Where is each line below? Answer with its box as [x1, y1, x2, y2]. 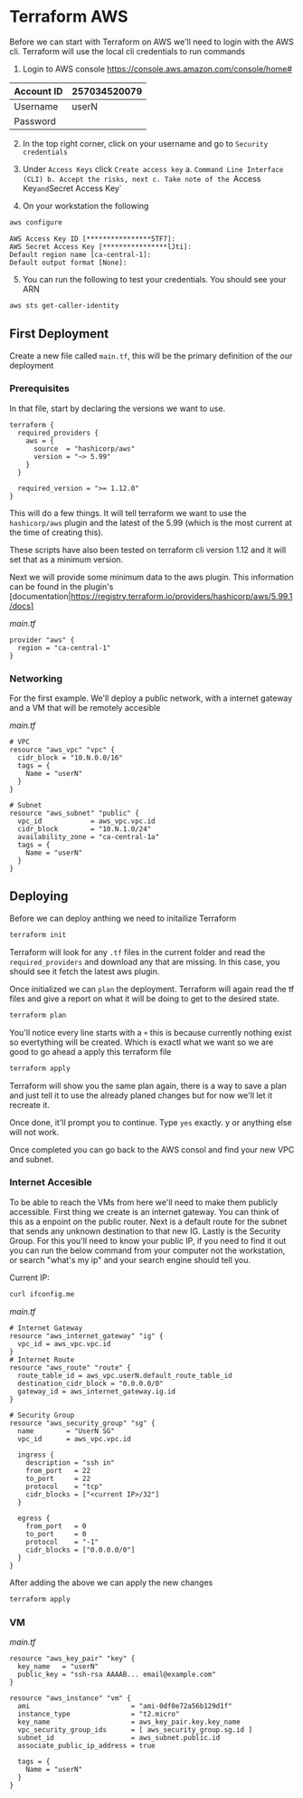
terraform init [9, 930, 67, 939]
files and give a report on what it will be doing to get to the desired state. [9, 993, 280, 1004]
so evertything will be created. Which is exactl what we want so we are [9, 1037, 274, 1047]
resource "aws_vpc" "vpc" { [9, 745, 116, 755]
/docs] [9, 600, 34, 611]
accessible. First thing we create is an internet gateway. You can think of [9, 1206, 279, 1217]
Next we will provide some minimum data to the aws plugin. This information [9, 571, 294, 582]
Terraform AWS [9, 6, 128, 27]
